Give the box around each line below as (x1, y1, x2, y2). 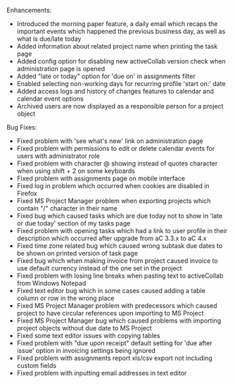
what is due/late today (16, 35, 82, 43)
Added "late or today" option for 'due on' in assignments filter (16, 72, 196, 80)
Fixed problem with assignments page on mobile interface (16, 174, 186, 182)
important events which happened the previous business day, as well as (16, 27, 226, 35)
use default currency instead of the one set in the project (16, 264, 182, 272)
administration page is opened (16, 65, 106, 73)
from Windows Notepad (16, 279, 87, 287)
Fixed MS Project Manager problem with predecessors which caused (16, 302, 217, 309)
